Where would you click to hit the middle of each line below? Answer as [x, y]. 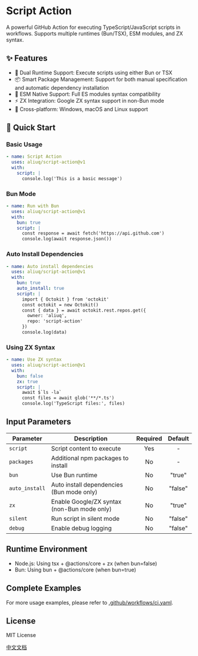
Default [178, 438]
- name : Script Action [34, 157]
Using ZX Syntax [31, 347]
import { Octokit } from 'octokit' [65, 299]
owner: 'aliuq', [47, 316]
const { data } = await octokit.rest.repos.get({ [84, 310]
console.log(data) [44, 332]
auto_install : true [41, 288]
